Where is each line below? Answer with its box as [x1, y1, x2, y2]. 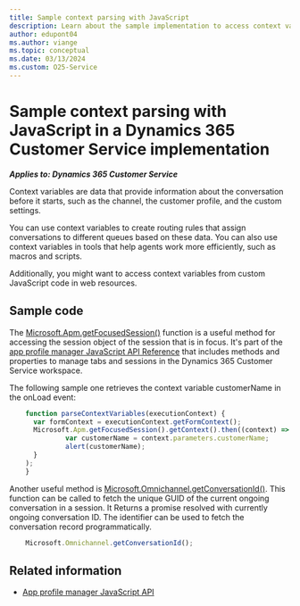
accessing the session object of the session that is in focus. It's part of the [9, 336, 283, 347]
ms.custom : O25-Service [9, 63, 98, 72]
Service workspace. [9, 365, 83, 376]
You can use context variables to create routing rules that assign [9, 222, 246, 233]
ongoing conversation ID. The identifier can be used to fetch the [9, 511, 245, 522]
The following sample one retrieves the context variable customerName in [9, 382, 281, 393]
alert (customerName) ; [65, 443, 146, 452]
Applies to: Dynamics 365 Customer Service [9, 169, 179, 179]
